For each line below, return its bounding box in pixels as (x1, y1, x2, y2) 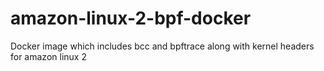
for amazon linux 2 (10, 50, 87, 62)
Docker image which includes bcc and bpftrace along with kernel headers (10, 40, 315, 52)
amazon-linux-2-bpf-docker (10, 7, 252, 30)
